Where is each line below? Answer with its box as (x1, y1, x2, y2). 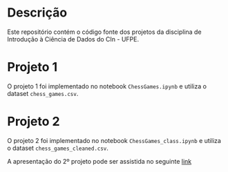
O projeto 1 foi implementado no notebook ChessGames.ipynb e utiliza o (7, 82, 207, 90)
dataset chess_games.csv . (7, 89, 79, 97)
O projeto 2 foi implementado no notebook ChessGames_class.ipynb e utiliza (7, 136, 221, 144)
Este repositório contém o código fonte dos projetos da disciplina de (7, 28, 202, 36)
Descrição (7, 5, 68, 21)
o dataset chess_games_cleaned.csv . (7, 144, 109, 152)
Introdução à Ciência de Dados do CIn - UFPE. (7, 35, 140, 43)
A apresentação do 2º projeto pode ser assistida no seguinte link (7, 157, 192, 165)
